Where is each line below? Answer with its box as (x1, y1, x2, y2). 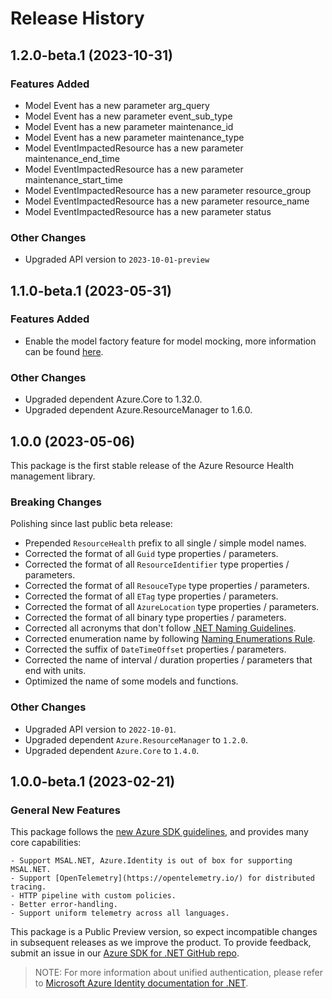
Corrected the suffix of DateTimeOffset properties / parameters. (24, 643, 287, 656)
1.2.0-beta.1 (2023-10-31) (10, 47, 173, 64)
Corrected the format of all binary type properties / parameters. (24, 612, 287, 624)
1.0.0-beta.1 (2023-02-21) (10, 773, 176, 790)
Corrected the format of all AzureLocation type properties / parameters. (24, 601, 320, 613)
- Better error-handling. (10, 900, 118, 910)
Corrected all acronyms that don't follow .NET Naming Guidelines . (24, 622, 297, 634)
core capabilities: (10, 837, 82, 849)
